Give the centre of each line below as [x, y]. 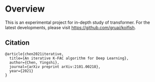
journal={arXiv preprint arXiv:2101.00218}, [55, 66]
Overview [25, 9]
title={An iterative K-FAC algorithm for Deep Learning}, [69, 58]
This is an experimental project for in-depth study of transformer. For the [77, 22]
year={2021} [22, 71]
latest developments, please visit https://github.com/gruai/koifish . [70, 27]
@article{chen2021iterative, [34, 54]
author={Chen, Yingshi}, [34, 62]
